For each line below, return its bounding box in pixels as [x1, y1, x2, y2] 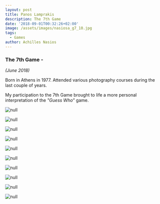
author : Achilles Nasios [5, 40, 57, 45]
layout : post [5, 7, 32, 12]
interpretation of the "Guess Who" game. [5, 98, 89, 103]
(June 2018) [5, 68, 30, 74]
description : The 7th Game [5, 16, 61, 21]
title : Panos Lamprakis [5, 12, 55, 17]
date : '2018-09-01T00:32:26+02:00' [5, 21, 79, 26]
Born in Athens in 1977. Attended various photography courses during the [5, 77, 155, 83]
